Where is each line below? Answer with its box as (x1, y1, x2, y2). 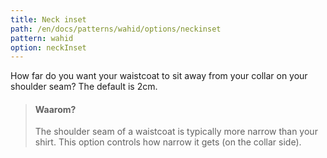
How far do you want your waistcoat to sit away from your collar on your (10, 70, 308, 82)
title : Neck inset (10, 14, 87, 25)
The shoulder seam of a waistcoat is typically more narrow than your (34, 126, 318, 138)
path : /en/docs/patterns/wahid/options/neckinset (10, 24, 222, 34)
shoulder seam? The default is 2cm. (10, 81, 158, 93)
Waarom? (34, 103, 77, 115)
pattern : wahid (10, 33, 74, 43)
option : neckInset (10, 42, 87, 53)
